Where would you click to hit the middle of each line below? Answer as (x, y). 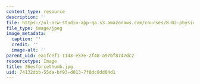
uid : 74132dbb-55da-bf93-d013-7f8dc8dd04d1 (61, 72)
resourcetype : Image (32, 61)
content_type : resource (36, 12)
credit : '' (25, 45)
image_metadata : (26, 34)
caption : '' (26, 39)
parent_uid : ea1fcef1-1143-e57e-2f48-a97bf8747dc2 (70, 56)
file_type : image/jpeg (34, 28)
